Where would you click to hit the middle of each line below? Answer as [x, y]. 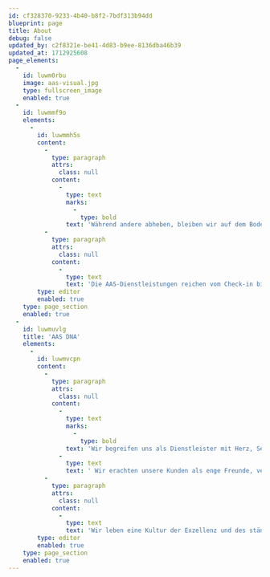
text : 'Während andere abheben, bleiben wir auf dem [156, 225]
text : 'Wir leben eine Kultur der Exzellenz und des [156, 530]
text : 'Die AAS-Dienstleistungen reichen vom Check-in [159, 284]
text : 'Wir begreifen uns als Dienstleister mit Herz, [159, 449]
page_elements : [34, 61]
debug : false [30, 38]
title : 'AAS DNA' [52, 337]
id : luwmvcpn [59, 359]
